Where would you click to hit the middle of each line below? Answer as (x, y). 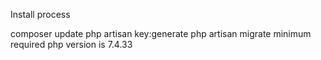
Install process (40, 14)
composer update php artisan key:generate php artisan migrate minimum (161, 33)
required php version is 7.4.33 (71, 44)
